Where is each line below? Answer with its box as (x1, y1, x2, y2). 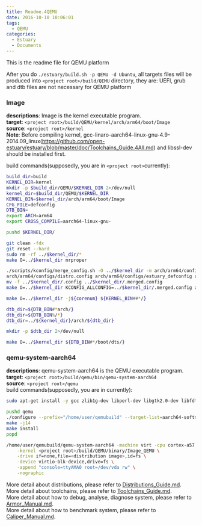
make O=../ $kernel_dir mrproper (6, 257, 87, 263)
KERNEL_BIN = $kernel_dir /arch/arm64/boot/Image (6, 196, 125, 202)
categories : (6, 31, 36, 37)
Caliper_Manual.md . (6, 513, 56, 520)
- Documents (11, 43, 42, 49)
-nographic (17, 470, 44, 476)
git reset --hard (6, 246, 50, 252)
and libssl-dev (157, 144, 192, 151)
